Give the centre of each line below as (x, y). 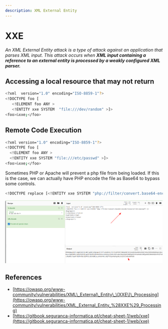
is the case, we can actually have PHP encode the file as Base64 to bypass (82, 178)
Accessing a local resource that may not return (80, 81)
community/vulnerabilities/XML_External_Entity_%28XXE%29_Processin (87, 305)
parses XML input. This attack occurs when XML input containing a (76, 55)
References (23, 277)
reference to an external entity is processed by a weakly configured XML (83, 60)
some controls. (20, 183)
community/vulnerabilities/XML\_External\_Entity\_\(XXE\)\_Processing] (85, 294)
